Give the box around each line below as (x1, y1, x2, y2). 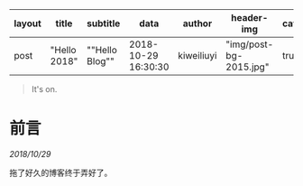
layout (14, 17, 42, 30)
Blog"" (87, 55, 115, 67)
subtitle (87, 17, 121, 30)
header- (231, 12, 269, 23)
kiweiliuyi (178, 50, 217, 61)
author (182, 17, 213, 30)
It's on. (31, 84, 58, 94)
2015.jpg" (225, 60, 270, 73)
